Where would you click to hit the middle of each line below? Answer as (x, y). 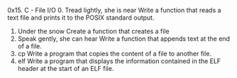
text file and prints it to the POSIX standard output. (81, 18)
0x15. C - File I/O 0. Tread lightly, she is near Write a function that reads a (114, 10)
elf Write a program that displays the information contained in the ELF (119, 61)
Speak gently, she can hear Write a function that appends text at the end (124, 39)
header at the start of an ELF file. (66, 69)
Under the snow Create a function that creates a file (93, 31)
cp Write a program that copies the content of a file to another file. (114, 53)
